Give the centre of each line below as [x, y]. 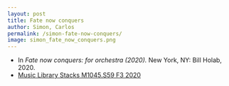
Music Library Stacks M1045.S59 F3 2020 [79, 75]
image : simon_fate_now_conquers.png [62, 40]
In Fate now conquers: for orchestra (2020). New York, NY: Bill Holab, [120, 60]
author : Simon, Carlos [41, 27]
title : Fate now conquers [46, 20]
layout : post [27, 14]
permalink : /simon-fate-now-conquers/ [65, 33]
